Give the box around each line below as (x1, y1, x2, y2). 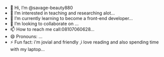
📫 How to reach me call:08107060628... (10, 26, 95, 32)
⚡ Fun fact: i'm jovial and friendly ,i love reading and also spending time (10, 39, 159, 45)
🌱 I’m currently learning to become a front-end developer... (10, 15, 133, 21)
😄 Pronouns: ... (10, 33, 43, 39)
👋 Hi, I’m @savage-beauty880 (10, 5, 73, 10)
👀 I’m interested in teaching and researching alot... (10, 10, 115, 16)
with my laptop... (10, 46, 45, 52)
